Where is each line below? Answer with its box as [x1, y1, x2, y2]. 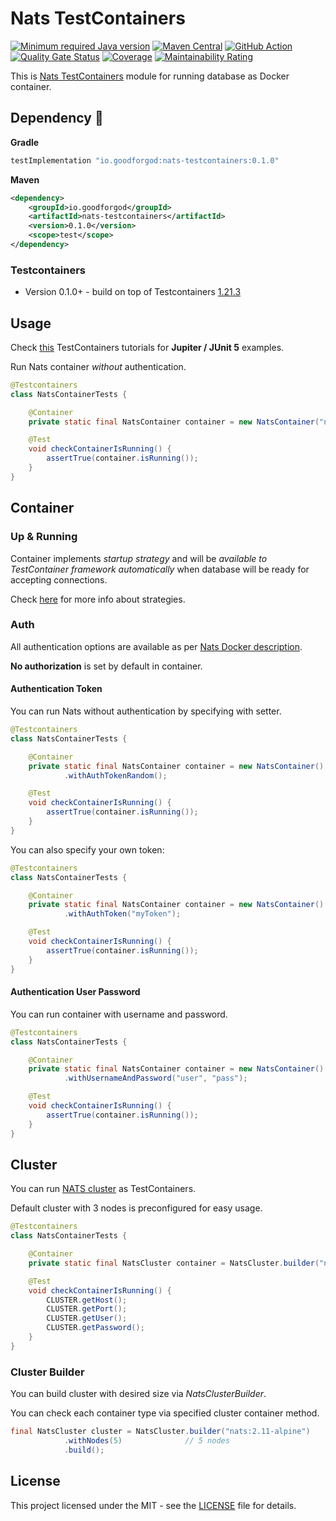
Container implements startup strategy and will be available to [10, 552, 268, 564]
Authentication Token [10, 683, 103, 695]
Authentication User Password [10, 986, 141, 998]
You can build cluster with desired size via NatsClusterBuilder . [10, 1388, 267, 1400]
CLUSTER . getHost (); [46, 1295, 128, 1305]
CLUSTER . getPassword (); [46, 1323, 145, 1333]
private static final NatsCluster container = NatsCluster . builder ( [28, 1258, 320, 1268]
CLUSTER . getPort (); [46, 1304, 128, 1314]
